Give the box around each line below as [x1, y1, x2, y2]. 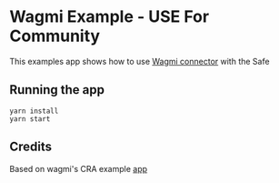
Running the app [9, 82, 105, 97]
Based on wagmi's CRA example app [9, 163, 148, 174]
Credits [9, 139, 53, 155]
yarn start [9, 114, 51, 124]
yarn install [9, 107, 59, 116]
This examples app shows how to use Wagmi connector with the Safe [9, 56, 270, 66]
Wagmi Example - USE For [9, 6, 210, 27]
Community [9, 25, 101, 46]
